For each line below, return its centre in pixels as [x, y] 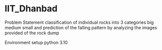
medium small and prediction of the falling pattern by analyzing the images [81, 27]
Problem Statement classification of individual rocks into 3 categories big [79, 22]
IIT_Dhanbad [31, 9]
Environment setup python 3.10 [36, 42]
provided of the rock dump [32, 33]
